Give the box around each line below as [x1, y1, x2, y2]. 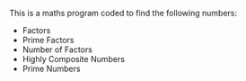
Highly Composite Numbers [22, 54, 126, 64]
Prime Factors [22, 35, 75, 45]
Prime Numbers [22, 63, 81, 74]
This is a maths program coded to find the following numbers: [9, 8, 238, 18]
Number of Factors [22, 44, 92, 55]
